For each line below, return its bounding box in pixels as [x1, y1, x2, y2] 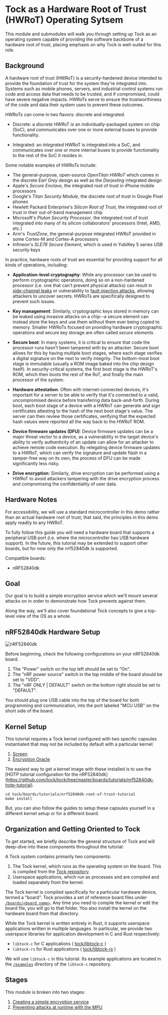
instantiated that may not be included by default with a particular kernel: [5, 741, 154, 747]
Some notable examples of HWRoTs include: [5, 162, 97, 168]
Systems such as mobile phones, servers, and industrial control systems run [5, 86, 163, 92]
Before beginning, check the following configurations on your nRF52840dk [5, 651, 160, 657]
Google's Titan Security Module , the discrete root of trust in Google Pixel [12, 193, 163, 199]
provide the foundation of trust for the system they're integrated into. [5, 80, 148, 86]
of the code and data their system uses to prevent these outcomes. [5, 102, 144, 108]
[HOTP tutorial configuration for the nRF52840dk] [5, 771, 108, 777]
